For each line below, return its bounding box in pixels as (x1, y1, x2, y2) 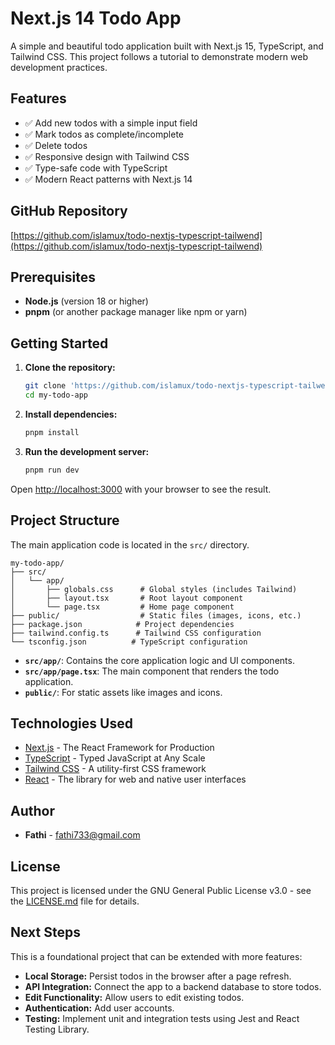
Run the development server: (24, 445, 150, 457)
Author (10, 802, 55, 819)
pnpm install (24, 427, 80, 437)
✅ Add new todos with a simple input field (24, 117, 198, 129)
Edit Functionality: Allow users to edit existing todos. (24, 991, 245, 1003)
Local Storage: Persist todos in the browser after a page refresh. (24, 970, 292, 982)
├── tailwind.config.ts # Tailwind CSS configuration (10, 628, 262, 638)
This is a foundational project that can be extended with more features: (10, 950, 303, 962)
